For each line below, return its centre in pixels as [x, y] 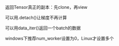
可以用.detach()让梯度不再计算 [36, 18]
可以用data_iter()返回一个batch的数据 [43, 28]
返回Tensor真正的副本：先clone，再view [46, 7]
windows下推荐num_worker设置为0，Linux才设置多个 [60, 38]
